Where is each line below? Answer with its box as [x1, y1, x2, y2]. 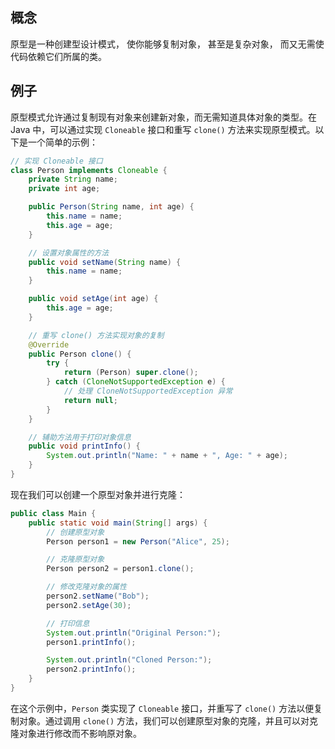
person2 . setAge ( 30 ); [46, 600, 132, 610]
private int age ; [28, 184, 101, 194]
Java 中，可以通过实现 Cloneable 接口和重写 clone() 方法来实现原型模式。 [10, 123, 316, 135]
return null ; [63, 395, 118, 405]
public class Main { [10, 508, 97, 518]
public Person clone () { [28, 349, 132, 359]
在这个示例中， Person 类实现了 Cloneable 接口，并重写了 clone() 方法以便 [10, 702, 315, 714]
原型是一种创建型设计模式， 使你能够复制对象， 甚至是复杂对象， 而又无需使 [10, 38, 325, 50]
